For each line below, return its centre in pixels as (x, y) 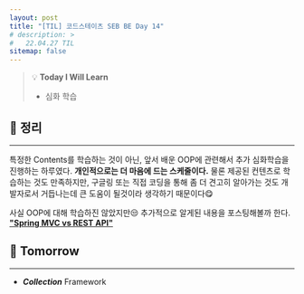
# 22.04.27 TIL (42, 43)
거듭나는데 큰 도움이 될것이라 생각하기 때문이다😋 (127, 193)
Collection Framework (64, 281)
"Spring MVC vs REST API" (61, 223)
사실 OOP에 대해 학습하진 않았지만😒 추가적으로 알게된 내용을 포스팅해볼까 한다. (150, 213)
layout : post (34, 18)
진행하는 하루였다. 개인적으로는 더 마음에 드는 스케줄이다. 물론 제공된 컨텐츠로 (145, 171)
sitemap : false (38, 52)
